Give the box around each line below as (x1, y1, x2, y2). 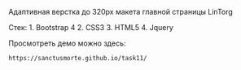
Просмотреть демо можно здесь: (8, 38, 126, 48)
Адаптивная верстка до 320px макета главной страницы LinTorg (8, 7, 234, 16)
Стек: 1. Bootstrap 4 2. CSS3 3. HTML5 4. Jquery (8, 23, 173, 32)
